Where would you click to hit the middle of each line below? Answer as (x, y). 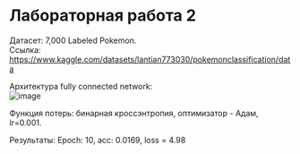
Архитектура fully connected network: (81, 86)
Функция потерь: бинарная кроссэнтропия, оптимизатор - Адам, (134, 113)
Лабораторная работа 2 (103, 16)
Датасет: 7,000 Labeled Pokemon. (73, 40)
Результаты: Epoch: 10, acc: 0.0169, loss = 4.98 (98, 140)
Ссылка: (26, 49)
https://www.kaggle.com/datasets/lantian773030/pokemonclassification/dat (150, 59)
